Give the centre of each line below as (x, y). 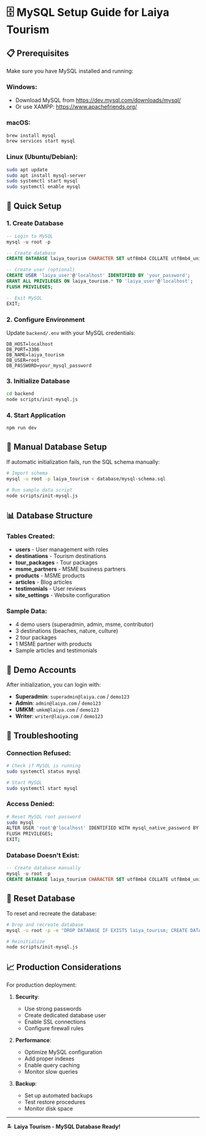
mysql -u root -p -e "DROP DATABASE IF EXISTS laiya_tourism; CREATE (97, 930)
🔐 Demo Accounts (41, 670)
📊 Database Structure (50, 515)
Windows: (22, 87)
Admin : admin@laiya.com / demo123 (58, 703)
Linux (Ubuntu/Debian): (42, 157)
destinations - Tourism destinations (61, 556)
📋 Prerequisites (38, 53)
